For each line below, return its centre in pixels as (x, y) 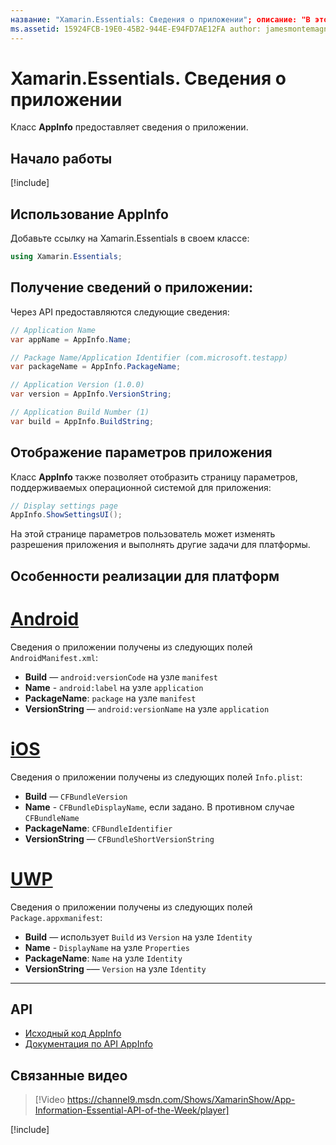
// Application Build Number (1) (80, 412)
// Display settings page (64, 506)
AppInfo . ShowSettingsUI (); (66, 515)
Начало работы (61, 158)
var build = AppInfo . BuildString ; (82, 421)
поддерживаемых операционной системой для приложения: (141, 487)
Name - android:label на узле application (114, 687)
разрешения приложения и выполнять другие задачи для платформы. (160, 545)
